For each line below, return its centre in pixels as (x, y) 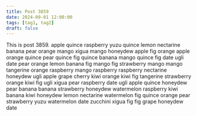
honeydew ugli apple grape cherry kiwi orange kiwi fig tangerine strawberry (99, 76)
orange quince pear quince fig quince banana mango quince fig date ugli (95, 57)
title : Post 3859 (28, 12)
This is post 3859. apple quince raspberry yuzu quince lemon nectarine (93, 45)
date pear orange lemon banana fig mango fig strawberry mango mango (94, 64)
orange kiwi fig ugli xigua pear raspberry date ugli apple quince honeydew (97, 83)
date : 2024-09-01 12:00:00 (39, 17)
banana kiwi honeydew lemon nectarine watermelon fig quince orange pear (98, 95)
